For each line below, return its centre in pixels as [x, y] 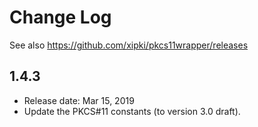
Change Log [60, 17]
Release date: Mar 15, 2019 [79, 100]
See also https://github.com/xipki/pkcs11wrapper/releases [129, 45]
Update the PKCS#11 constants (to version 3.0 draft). [132, 111]
